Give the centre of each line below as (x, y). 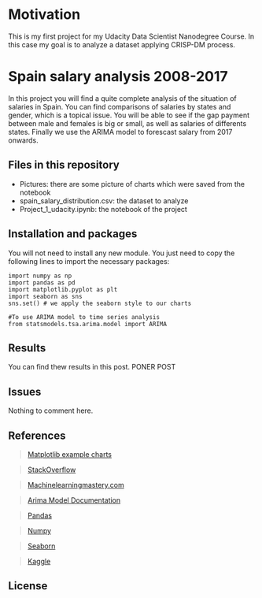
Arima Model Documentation (74, 500)
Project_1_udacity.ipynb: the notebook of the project (103, 209)
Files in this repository (64, 165)
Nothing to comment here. (51, 410)
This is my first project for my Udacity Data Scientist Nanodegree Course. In (131, 36)
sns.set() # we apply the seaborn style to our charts (100, 303)
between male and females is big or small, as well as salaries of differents (127, 123)
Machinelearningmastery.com (76, 485)
